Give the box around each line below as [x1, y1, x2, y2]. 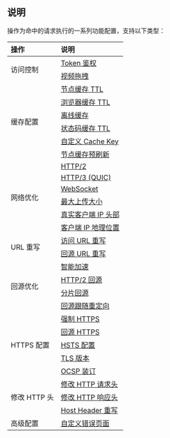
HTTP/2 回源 [60, 274, 103, 284]
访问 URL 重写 [60, 235, 106, 245]
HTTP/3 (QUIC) [60, 173, 112, 182]
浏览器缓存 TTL [60, 97, 111, 107]
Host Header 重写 [60, 405, 118, 415]
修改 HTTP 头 [10, 392, 54, 402]
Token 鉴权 [60, 58, 97, 68]
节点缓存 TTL [60, 84, 104, 94]
